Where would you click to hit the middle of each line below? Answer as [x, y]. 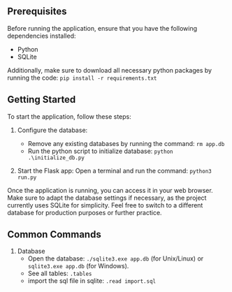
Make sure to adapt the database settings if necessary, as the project [107, 198]
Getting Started [42, 100]
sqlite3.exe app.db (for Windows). [78, 266]
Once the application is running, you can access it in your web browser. [110, 190]
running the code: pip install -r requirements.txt [82, 78]
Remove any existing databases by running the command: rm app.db [126, 143]
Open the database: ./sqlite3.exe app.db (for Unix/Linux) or [116, 258]
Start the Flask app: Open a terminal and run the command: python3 [114, 170]
